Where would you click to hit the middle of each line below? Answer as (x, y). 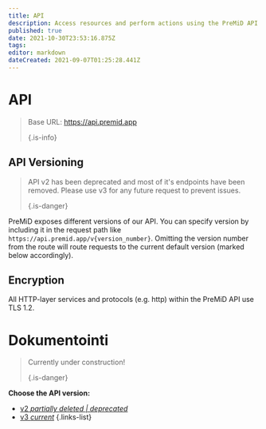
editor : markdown (37, 53)
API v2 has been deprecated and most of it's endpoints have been (136, 181)
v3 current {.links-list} (56, 417)
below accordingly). (41, 255)
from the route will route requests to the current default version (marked (126, 246)
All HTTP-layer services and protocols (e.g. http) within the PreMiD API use (131, 300)
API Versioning (46, 163)
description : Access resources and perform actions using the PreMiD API (133, 23)
